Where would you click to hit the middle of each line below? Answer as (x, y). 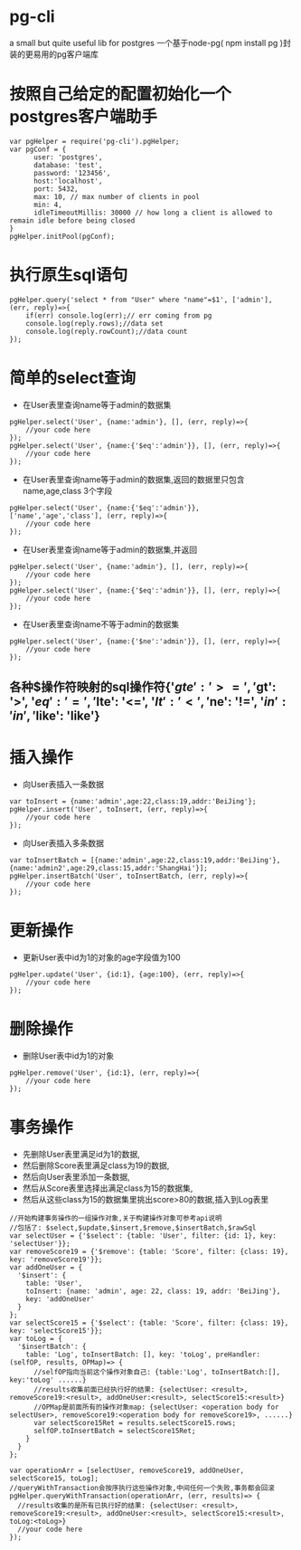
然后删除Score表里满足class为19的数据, (96, 1165)
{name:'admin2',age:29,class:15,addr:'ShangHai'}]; (108, 869)
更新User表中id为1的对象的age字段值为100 (101, 957)
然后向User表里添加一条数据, (76, 1176)
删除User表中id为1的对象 (68, 1055)
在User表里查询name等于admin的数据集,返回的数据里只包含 (133, 479)
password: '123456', (72, 173)
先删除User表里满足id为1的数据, (81, 1154)
